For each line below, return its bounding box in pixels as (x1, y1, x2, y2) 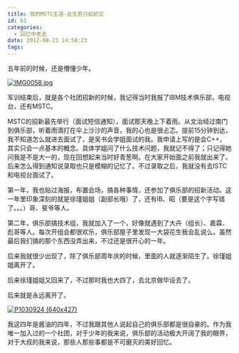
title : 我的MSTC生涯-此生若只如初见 (7, 10, 105, 18)
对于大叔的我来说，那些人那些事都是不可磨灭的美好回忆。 (7, 338, 176, 346)
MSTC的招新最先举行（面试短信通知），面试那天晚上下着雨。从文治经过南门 (7, 117, 228, 126)
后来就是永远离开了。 (7, 291, 70, 300)
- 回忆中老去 (14, 30, 48, 38)
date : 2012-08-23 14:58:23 (7, 37, 87, 44)
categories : (7, 24, 43, 31)
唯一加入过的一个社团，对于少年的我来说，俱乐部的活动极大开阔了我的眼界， (7, 329, 232, 337)
